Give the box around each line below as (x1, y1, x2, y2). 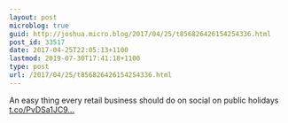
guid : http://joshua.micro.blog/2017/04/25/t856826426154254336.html (9, 29, 272, 38)
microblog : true (9, 21, 69, 30)
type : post (9, 63, 50, 72)
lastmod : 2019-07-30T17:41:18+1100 (9, 54, 141, 63)
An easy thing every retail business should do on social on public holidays (9, 95, 279, 105)
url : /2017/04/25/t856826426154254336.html (9, 71, 173, 80)
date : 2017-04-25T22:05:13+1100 (9, 46, 128, 55)
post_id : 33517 (9, 37, 66, 47)
